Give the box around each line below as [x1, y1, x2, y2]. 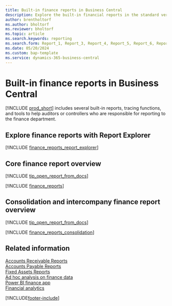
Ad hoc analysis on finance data [5, 274, 73, 280]
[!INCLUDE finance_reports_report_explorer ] [5, 145, 99, 151]
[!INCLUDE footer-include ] [5, 295, 60, 301]
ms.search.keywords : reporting [5, 36, 72, 42]
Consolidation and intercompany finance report [5, 198, 160, 207]
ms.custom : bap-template [5, 50, 58, 55]
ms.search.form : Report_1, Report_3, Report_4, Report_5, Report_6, [5, 41, 155, 46]
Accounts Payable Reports [5, 263, 61, 269]
